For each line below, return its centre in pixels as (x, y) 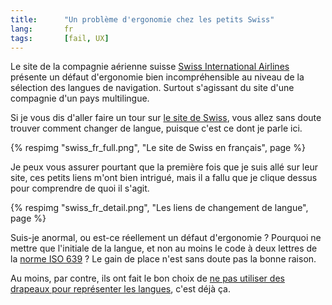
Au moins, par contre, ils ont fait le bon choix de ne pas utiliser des (147, 278)
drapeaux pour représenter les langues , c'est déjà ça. (120, 289)
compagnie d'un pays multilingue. (80, 98)
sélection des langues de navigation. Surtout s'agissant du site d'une (152, 88)
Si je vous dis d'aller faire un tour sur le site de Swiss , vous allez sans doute (166, 118)
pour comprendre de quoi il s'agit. (80, 188)
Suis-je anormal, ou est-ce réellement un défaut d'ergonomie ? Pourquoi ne (166, 238)
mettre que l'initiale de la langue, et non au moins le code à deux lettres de (164, 248)
